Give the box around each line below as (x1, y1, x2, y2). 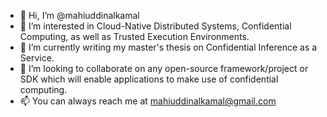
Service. (19, 52, 55, 64)
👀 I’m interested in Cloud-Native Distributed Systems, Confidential (19, 20, 292, 32)
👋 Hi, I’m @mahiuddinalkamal (19, 10, 140, 21)
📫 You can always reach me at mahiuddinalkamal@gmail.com (19, 95, 277, 107)
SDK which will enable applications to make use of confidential (19, 73, 279, 85)
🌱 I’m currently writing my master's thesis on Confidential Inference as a (19, 41, 318, 53)
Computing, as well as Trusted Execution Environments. (19, 31, 250, 42)
